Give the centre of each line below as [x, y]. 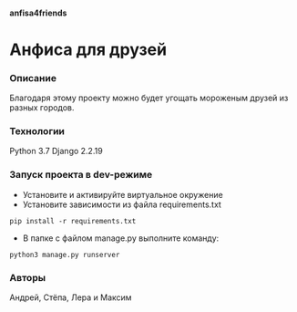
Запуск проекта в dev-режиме [81, 175]
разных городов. [42, 108]
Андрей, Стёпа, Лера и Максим [71, 297]
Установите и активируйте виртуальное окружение [123, 194]
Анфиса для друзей [88, 49]
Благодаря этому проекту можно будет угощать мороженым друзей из [149, 98]
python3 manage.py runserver [65, 255]
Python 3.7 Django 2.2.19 [56, 151]
